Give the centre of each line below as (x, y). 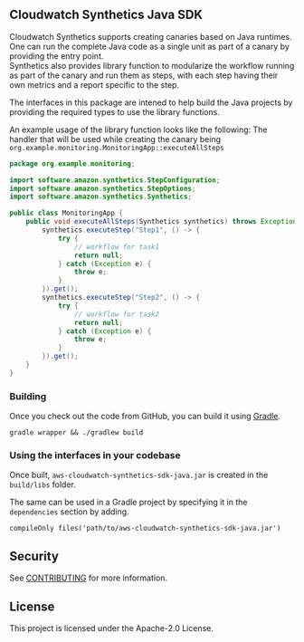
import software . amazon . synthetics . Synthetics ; (101, 197)
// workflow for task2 (117, 314)
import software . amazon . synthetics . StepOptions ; (103, 188)
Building (28, 396)
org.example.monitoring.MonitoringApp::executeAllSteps (117, 148)
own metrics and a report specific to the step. (94, 84)
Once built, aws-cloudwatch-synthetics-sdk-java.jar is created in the (139, 475)
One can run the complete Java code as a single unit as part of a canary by (149, 46)
